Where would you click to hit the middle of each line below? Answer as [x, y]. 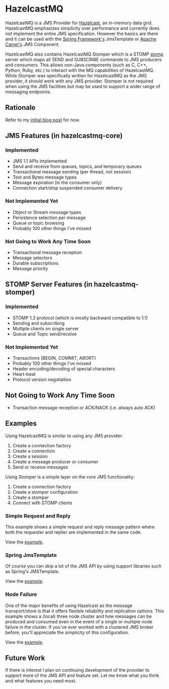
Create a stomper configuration [45, 492]
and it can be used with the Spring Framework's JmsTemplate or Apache [81, 39]
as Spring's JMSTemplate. [33, 572]
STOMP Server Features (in [49, 285]
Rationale [20, 107]
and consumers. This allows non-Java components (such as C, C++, [76, 65]
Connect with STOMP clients [42, 503]
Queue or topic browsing [38, 223]
